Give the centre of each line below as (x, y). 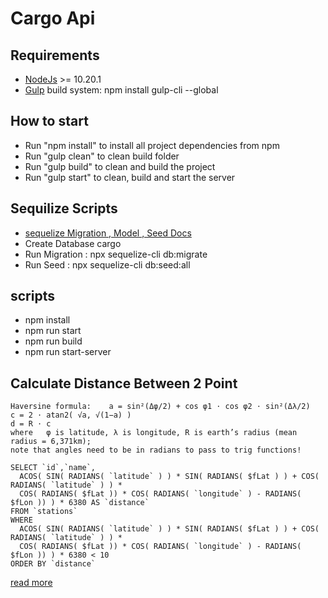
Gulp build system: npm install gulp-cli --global (121, 90)
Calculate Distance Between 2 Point (124, 383)
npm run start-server (68, 352)
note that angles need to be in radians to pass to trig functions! (156, 450)
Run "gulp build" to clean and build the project (120, 166)
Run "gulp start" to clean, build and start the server (130, 177)
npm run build (53, 341)
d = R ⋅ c (31, 424)
